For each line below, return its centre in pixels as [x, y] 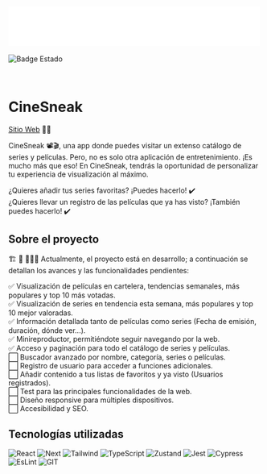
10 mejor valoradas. [41, 313]
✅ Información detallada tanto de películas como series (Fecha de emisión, [133, 322]
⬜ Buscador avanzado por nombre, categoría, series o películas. [117, 357]
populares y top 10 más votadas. [62, 295]
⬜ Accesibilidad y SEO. [48, 409]
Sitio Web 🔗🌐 [30, 129]
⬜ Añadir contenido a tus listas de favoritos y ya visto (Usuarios [116, 374]
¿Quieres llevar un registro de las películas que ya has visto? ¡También [124, 202]
